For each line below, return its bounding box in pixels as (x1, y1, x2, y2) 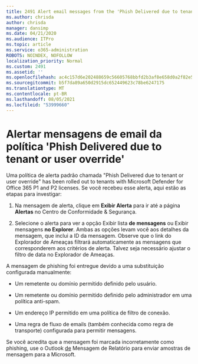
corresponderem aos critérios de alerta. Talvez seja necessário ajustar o (14, 245, 190, 252)
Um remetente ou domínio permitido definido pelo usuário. (14, 280, 157, 287)
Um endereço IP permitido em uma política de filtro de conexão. (14, 309, 170, 316)
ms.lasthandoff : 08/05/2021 (6, 96, 75, 102)
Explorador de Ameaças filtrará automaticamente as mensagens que (14, 238, 181, 245)
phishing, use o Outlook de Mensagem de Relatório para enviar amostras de (6, 345, 191, 352)
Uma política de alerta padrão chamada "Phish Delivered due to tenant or (6, 172, 184, 179)
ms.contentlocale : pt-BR (6, 91, 67, 97)
